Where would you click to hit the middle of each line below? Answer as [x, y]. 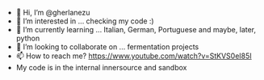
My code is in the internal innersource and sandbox [101, 67]
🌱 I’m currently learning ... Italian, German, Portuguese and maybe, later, [136, 29]
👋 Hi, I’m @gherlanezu [53, 13]
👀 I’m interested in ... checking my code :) [85, 21]
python [28, 38]
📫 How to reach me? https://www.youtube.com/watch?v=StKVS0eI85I [134, 56]
